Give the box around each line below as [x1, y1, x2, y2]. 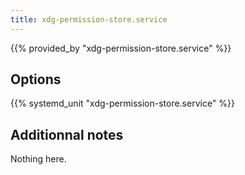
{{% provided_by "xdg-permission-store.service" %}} [10, 42, 232, 54]
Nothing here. [10, 153, 67, 165]
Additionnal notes [10, 126, 124, 143]
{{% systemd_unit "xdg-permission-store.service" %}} [10, 97, 236, 110]
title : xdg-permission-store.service [10, 14, 168, 25]
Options [10, 71, 62, 88]
